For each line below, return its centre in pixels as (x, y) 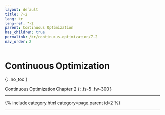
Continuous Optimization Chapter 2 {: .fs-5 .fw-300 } (58, 89)
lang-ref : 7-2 (20, 23)
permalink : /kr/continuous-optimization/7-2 (51, 37)
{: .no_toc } (16, 79)
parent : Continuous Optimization (39, 28)
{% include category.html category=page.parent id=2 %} (63, 103)
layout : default (22, 10)
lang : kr (14, 19)
